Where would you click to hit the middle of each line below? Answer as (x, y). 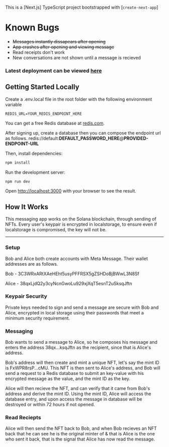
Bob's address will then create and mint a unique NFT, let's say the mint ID (82, 363)
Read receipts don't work (39, 52)
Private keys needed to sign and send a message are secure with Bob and (82, 307)
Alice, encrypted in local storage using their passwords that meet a (75, 312)
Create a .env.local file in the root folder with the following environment (79, 99)
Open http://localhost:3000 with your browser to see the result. (71, 191)
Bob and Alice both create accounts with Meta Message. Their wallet (77, 259)
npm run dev (18, 181)
